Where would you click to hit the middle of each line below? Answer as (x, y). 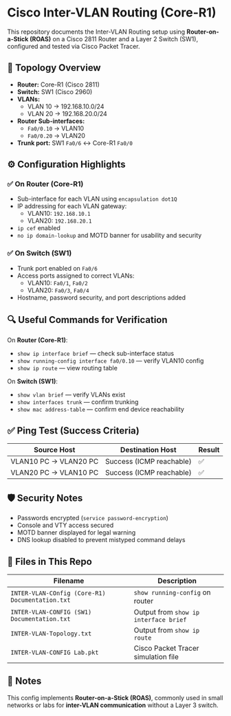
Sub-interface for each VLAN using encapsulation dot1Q (97, 199)
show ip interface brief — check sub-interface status (95, 353)
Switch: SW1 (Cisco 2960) (55, 91)
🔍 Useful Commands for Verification (87, 320)
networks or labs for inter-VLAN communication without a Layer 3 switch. (113, 705)
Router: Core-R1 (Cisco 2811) (58, 85)
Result (209, 450)
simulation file (156, 656)
